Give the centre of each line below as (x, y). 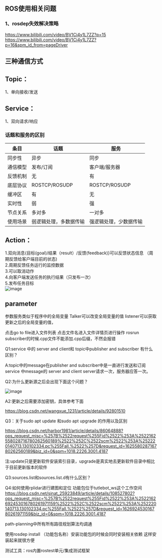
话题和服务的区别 (25, 135)
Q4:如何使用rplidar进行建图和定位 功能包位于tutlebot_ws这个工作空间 (74, 488)
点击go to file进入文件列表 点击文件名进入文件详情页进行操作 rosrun (72, 332)
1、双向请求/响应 (21, 121)
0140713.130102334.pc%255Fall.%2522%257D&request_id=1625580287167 (81, 446)
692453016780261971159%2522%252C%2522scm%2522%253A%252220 (81, 503)
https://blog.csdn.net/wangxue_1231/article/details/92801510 (65, 411)
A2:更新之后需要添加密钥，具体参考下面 (44, 401)
